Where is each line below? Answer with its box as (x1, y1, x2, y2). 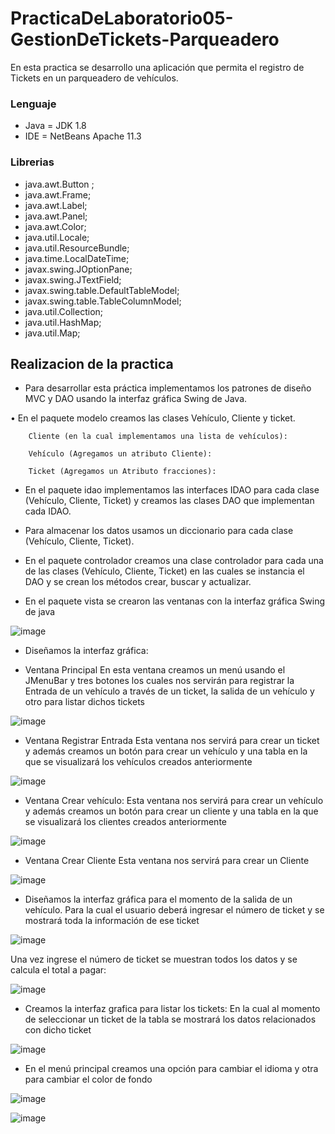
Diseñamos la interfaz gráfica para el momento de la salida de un (24, 893, 293, 906)
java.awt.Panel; (24, 210, 88, 222)
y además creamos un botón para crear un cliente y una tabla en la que (24, 805, 319, 817)
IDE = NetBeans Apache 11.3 (24, 130, 142, 142)
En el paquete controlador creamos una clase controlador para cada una (24, 555, 324, 567)
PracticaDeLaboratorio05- (10, 7, 234, 30)
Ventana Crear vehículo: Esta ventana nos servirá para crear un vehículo (24, 795, 324, 807)
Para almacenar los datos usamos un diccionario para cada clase (24, 525, 294, 537)
